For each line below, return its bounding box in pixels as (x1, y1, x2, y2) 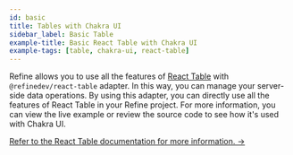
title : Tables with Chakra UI (9, 22, 122, 30)
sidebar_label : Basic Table (9, 30, 114, 39)
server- (256, 81, 284, 91)
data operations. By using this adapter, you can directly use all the (26, 90, 270, 101)
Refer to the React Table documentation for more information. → (9, 136, 246, 147)
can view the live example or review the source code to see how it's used (9, 109, 280, 120)
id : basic (9, 13, 46, 22)
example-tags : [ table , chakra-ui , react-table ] (9, 47, 190, 56)
